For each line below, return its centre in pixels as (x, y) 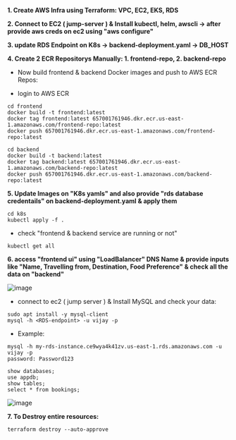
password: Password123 (41, 359)
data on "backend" (36, 274)
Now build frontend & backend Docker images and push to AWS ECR (117, 72)
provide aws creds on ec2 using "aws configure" (80, 31)
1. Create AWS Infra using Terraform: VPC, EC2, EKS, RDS (93, 10)
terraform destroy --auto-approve (58, 429)
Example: (31, 334)
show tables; (26, 384)
